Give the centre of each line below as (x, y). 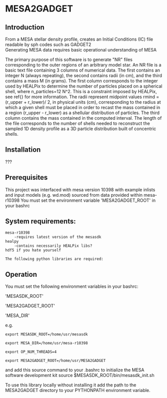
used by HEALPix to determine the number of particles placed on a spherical (84, 86)
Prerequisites (26, 177)
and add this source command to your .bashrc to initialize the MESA (75, 370)
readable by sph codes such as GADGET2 (48, 45)
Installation (23, 150)
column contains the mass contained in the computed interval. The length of (83, 118)
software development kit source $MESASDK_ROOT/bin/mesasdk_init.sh (80, 375)
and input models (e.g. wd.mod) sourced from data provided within (74, 195)
